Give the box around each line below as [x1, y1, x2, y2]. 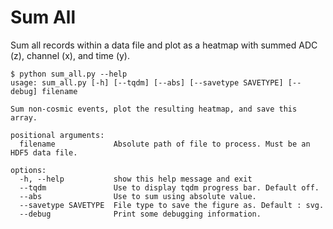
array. [10, 112, 38, 123]
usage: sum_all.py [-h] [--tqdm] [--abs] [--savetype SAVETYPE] [10, 77, 284, 88]
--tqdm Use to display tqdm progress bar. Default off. [19, 182, 320, 193]
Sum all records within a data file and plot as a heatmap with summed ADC [10, 39, 318, 51]
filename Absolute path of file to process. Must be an [19, 139, 311, 149]
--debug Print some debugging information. [19, 209, 262, 219]
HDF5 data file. [10, 147, 78, 158]
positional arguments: [10, 130, 105, 140]
